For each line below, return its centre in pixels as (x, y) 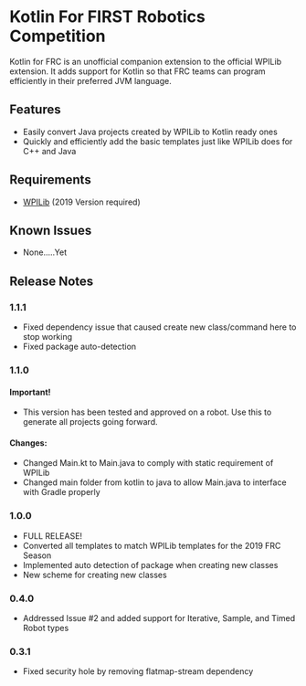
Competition (58, 36)
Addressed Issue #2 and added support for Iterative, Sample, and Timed (159, 617)
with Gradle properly (61, 492)
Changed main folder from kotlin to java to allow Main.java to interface (154, 482)
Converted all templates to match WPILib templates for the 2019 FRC (152, 545)
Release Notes (52, 281)
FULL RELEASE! (53, 535)
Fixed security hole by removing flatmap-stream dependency (138, 671)
